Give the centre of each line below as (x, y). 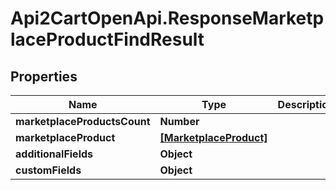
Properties (44, 76)
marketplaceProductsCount (83, 121)
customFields (48, 170)
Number (179, 121)
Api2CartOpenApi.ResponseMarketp (167, 18)
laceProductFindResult (107, 39)
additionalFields (54, 154)
